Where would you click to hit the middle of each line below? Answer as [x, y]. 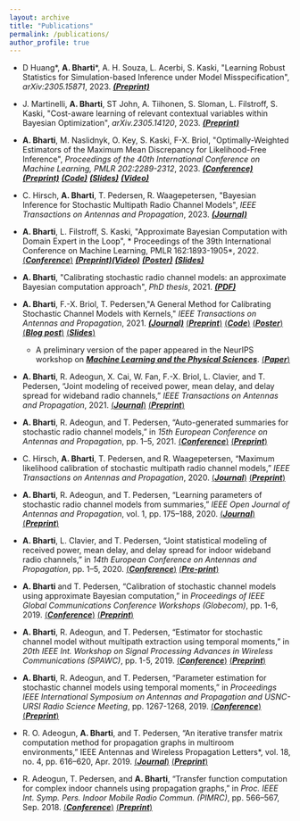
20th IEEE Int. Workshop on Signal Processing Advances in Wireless [148, 651]
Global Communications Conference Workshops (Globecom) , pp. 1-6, [150, 605]
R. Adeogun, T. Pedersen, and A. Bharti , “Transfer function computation [154, 779]
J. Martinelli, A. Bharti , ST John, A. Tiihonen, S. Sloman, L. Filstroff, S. [150, 104]
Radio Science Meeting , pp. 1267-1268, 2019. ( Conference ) [152, 707]
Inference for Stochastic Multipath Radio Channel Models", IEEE [139, 205]
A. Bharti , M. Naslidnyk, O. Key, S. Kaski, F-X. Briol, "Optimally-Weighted [155, 140]
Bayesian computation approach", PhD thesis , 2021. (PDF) [129, 287]
